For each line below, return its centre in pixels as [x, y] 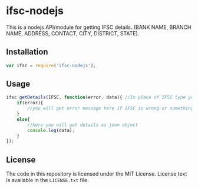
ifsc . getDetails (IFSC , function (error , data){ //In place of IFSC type [96, 98]
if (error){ [30, 103]
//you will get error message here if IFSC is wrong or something [110, 108]
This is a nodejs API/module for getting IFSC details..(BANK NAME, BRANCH [99, 27]
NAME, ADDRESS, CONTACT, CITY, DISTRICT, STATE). [73, 33]
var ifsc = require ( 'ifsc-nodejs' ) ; [51, 65]
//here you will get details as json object [83, 125]
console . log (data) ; [51, 130]
